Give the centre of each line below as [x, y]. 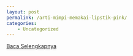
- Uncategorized [38, 29]
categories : [21, 23]
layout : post [23, 12]
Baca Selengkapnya [32, 46]
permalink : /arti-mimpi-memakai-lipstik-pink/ [67, 18]
